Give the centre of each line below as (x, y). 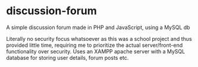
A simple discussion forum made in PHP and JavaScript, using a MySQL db (98, 27)
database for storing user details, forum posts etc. (67, 58)
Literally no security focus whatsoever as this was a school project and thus (99, 39)
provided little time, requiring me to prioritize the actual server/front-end (95, 45)
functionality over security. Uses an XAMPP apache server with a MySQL (96, 51)
